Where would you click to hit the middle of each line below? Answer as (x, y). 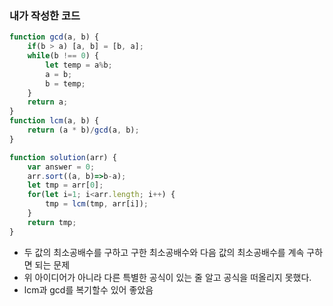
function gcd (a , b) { (54, 37)
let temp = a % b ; (79, 65)
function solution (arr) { (63, 157)
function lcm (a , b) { (54, 121)
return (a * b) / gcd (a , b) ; (83, 130)
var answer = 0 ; (61, 167)
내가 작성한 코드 (45, 15)
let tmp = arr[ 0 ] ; (65, 185)
